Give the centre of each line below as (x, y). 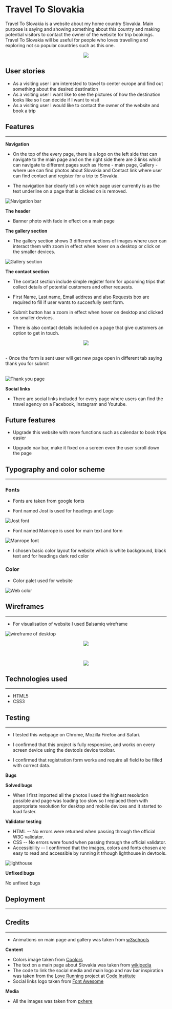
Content (14, 950)
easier (19, 438)
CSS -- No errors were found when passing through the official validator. (89, 842)
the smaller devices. (34, 252)
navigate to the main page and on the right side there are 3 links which (87, 159)
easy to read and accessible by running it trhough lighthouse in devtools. (90, 853)
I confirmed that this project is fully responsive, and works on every (84, 745)
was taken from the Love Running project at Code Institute (74, 976)
